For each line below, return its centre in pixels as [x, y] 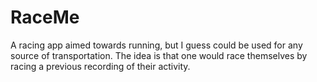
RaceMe [45, 17]
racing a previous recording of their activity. [100, 66]
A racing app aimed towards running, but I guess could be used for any [156, 45]
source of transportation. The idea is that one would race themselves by [159, 55]
